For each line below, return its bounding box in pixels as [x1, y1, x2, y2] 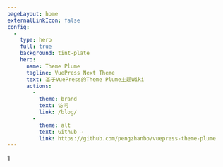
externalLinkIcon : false [7, 17, 80, 24]
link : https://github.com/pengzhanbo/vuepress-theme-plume [38, 135, 217, 142]
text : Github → [38, 128, 83, 135]
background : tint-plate [20, 50, 90, 57]
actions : [25, 82, 52, 89]
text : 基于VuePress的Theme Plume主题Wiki [25, 75, 145, 83]
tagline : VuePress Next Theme [25, 69, 115, 76]
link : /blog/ [38, 109, 78, 116]
